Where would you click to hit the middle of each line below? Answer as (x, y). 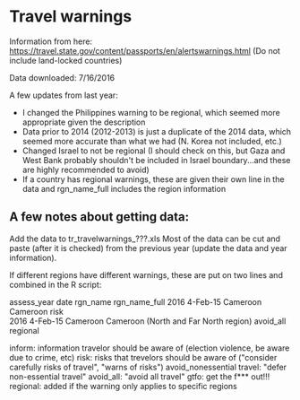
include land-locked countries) (66, 60)
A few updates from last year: (64, 95)
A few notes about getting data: (99, 217)
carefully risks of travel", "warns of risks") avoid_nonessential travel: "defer (148, 367)
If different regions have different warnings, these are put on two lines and (146, 274)
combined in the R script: (56, 284)
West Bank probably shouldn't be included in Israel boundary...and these (156, 160)
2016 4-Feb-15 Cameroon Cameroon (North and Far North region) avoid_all (148, 321)
